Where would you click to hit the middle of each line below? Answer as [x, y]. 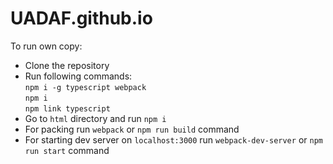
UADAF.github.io [81, 18]
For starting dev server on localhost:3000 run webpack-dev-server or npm [173, 139]
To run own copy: [46, 46]
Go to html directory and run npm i [95, 118]
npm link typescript [67, 108]
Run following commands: [78, 76]
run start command [67, 150]
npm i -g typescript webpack [85, 87]
